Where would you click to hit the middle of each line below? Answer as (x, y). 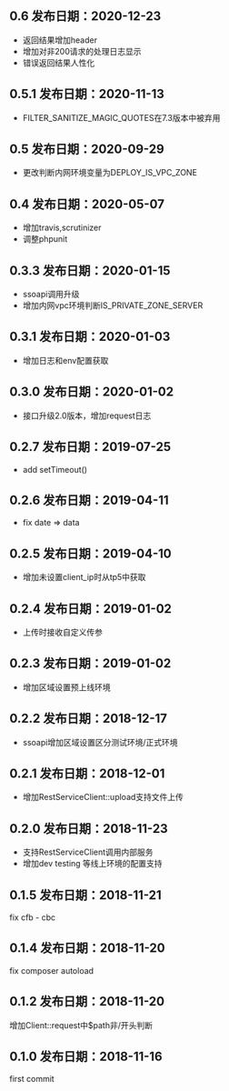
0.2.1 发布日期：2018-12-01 (87, 773)
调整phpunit (45, 239)
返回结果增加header (60, 40)
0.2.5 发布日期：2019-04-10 (91, 553)
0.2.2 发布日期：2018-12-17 (89, 719)
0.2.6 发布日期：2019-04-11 (89, 500)
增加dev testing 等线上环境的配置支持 (92, 864)
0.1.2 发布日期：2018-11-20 (87, 1001)
